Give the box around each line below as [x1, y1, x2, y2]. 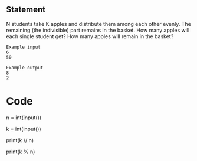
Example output [6, 65, 44, 71]
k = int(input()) [6, 125, 41, 132]
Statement [6, 5, 46, 15]
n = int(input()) [6, 114, 42, 121]
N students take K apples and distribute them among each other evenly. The [6, 20, 192, 27]
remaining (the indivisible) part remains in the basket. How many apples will [6, 26, 190, 33]
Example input [6, 44, 41, 50]
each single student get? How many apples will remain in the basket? [6, 32, 174, 40]
